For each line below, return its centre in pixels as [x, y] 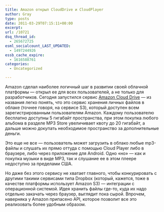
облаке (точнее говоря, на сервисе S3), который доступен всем [72, 107]
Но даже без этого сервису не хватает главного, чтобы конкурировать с [81, 173]
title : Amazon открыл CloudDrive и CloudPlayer [54, 10]
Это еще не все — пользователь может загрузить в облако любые [74, 143]
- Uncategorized [26, 69]
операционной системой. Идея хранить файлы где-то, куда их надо [76, 189]
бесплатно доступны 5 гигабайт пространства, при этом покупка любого [82, 118]
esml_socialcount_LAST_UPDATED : [38, 46]
